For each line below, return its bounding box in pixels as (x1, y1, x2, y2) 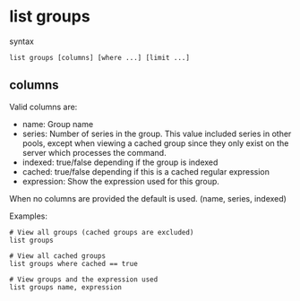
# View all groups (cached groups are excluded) (9, 228, 194, 236)
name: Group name (21, 118, 94, 129)
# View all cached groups (9, 251, 106, 261)
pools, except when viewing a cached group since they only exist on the (21, 137, 289, 149)
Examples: (9, 211, 47, 221)
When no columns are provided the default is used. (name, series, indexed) (9, 193, 287, 203)
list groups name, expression (9, 282, 123, 292)
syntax (9, 36, 34, 47)
